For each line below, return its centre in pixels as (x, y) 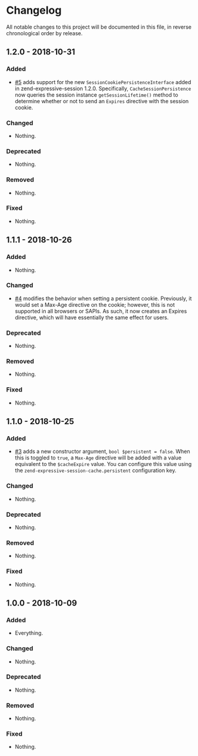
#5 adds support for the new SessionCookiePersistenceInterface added (103, 82)
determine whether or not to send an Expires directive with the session (102, 101)
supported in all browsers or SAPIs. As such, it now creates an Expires (101, 311)
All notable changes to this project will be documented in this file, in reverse (99, 27)
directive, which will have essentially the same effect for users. (92, 317)
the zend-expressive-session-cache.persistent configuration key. (95, 470)
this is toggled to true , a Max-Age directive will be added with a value (98, 458)
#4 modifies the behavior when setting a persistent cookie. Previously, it (103, 298)
